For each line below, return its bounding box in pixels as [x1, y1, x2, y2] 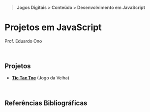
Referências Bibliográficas [4, 99, 88, 107]
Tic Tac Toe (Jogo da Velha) [11, 75, 70, 81]
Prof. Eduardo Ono [4, 38, 42, 44]
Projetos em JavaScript [4, 22, 102, 33]
